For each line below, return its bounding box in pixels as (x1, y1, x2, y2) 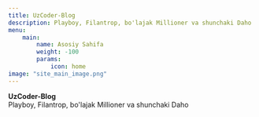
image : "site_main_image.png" (8, 70, 108, 78)
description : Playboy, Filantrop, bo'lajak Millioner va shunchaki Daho (8, 19, 252, 27)
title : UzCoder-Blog (8, 11, 76, 20)
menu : (8, 26, 26, 34)
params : (36, 56, 61, 64)
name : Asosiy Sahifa (36, 41, 104, 49)
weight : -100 (36, 48, 80, 56)
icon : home (50, 63, 87, 71)
